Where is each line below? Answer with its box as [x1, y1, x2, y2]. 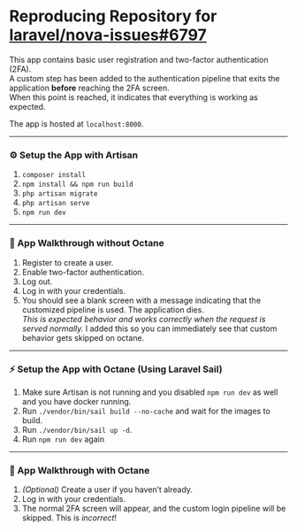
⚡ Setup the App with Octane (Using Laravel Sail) [9, 363, 223, 375]
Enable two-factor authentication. [21, 266, 145, 277]
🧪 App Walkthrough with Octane [9, 464, 150, 476]
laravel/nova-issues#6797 [9, 25, 208, 45]
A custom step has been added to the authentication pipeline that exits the [9, 73, 280, 83]
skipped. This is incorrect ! [21, 513, 118, 523]
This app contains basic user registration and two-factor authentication [9, 54, 269, 65]
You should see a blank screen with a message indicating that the [21, 295, 262, 305]
